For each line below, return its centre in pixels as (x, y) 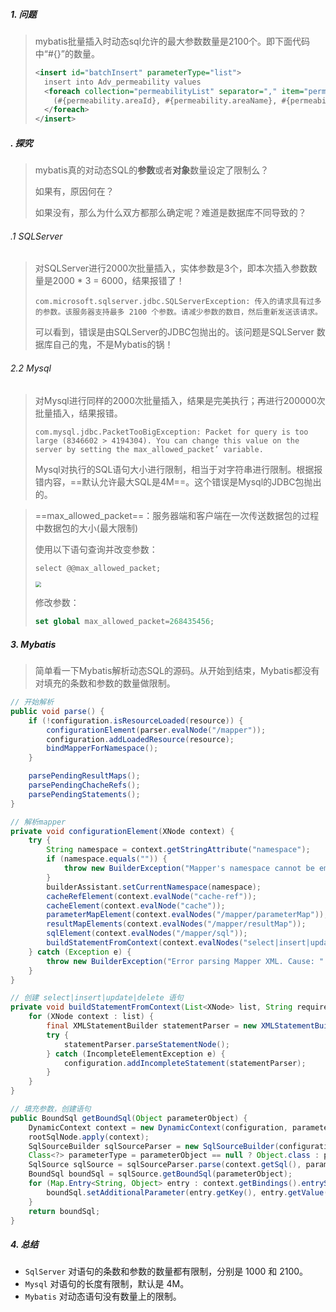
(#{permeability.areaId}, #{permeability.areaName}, (165, 100)
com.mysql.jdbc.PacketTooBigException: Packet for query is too (171, 432)
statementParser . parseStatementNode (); (146, 1044)
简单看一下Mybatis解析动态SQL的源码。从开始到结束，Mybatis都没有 (177, 671)
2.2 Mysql (31, 368)
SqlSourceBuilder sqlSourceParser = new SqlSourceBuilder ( (154, 1146)
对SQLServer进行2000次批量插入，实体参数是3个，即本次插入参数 (171, 268)
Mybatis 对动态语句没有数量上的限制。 (103, 1296)
